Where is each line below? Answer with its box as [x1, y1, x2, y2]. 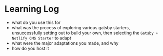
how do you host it [11, 45, 49, 51]
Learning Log [4, 3, 60, 15]
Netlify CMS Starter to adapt [11, 35, 71, 41]
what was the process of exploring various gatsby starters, [11, 24, 130, 30]
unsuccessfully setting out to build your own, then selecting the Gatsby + [11, 30, 158, 36]
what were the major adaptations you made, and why [11, 40, 119, 46]
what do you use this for [11, 19, 61, 25]
